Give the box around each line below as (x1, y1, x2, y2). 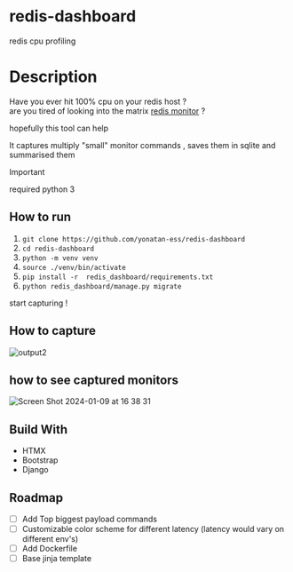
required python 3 (9, 184, 75, 195)
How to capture (9, 323, 96, 338)
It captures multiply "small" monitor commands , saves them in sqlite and (9, 139, 276, 150)
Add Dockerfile (21, 544, 78, 554)
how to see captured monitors (9, 372, 179, 387)
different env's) (21, 534, 79, 544)
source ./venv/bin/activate (21, 263, 126, 272)
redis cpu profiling (9, 36, 76, 46)
